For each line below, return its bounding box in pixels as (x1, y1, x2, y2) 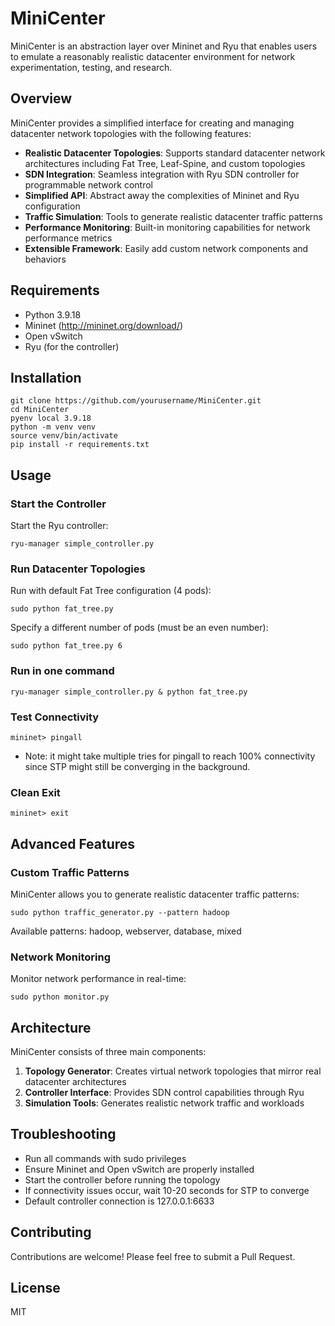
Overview (10, 90, 73, 107)
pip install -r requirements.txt (10, 440, 150, 450)
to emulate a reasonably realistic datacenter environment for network (10, 50, 296, 62)
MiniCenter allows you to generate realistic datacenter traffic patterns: (10, 888, 300, 900)
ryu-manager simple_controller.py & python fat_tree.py (10, 687, 248, 697)
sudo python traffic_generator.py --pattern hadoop (10, 907, 230, 917)
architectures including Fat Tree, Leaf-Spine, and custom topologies (24, 157, 306, 169)
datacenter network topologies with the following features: (10, 127, 252, 139)
